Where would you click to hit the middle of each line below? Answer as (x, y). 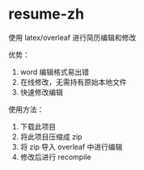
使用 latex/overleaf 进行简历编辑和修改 (72, 37)
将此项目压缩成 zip (51, 136)
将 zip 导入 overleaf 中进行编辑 (71, 147)
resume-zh (47, 14)
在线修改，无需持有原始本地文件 (73, 82)
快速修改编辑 (41, 92)
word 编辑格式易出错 (54, 72)
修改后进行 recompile (55, 157)
